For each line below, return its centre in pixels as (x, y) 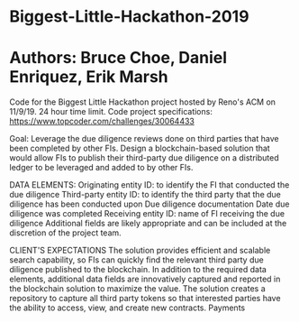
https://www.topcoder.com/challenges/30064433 (102, 121)
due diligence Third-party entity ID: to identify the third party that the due (145, 195)
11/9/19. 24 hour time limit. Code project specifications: (111, 112)
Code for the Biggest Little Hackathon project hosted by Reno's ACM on (143, 102)
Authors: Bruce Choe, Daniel (118, 58)
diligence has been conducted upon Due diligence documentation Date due (149, 204)
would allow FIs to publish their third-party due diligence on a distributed (144, 158)
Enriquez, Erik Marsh (89, 77)
